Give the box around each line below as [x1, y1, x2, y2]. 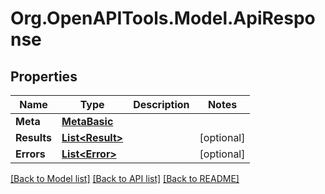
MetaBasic [61, 115, 114, 128]
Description [133, 98, 190, 111]
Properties [10, 68, 78, 85]
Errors [15, 147, 46, 161]
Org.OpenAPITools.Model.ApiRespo [10, 7, 316, 30]
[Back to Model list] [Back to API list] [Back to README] [10, 173, 240, 184]
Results [15, 131, 53, 144]
